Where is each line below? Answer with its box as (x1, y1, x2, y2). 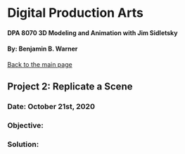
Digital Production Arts (7, 5, 144, 21)
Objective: (7, 121, 44, 131)
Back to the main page (7, 60, 72, 68)
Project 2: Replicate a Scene (7, 81, 133, 93)
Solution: (7, 139, 39, 149)
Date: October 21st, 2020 (7, 102, 95, 112)
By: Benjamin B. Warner (7, 44, 78, 53)
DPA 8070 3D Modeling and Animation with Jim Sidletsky (7, 28, 178, 37)
